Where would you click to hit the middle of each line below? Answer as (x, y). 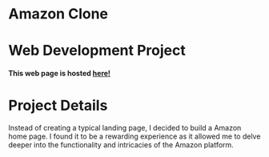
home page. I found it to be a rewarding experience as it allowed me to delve (134, 136)
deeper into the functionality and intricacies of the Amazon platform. (121, 144)
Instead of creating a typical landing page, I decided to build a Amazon (125, 127)
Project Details (58, 106)
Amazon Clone (58, 14)
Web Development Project (97, 51)
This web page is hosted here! (59, 73)
